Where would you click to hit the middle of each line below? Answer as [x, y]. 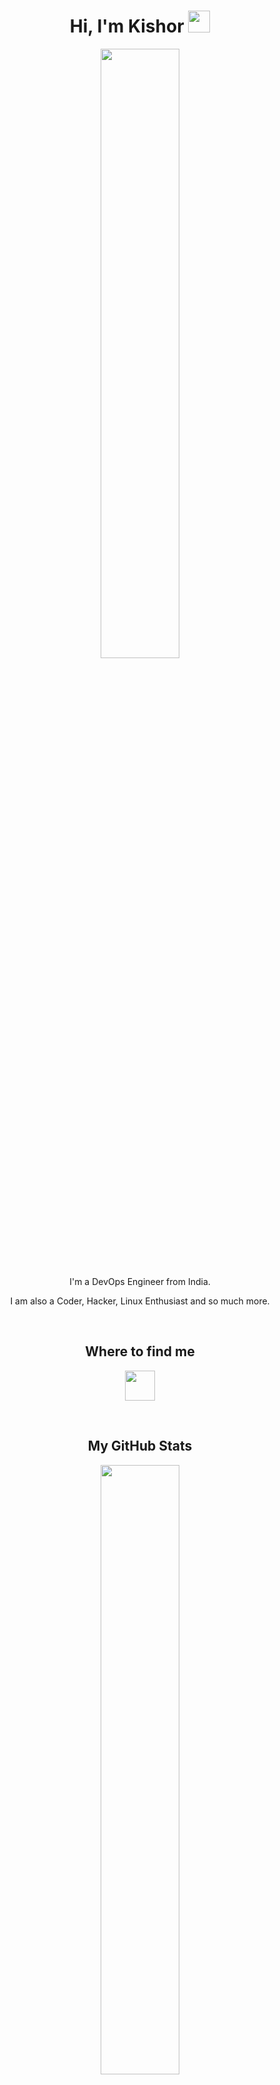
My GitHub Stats [140, 1446]
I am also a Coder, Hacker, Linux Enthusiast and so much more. [140, 1301]
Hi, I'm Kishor [127, 26]
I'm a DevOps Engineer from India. [140, 1281]
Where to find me [140, 1351]
